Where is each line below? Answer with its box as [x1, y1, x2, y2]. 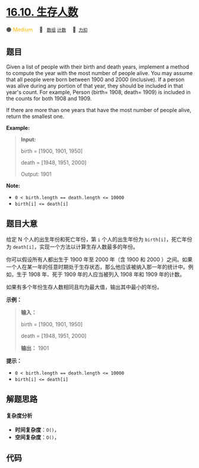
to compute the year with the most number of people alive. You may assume [6, 69, 193, 76]
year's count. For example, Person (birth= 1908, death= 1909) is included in [6, 88, 191, 95]
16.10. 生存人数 [6, 5, 78, 19]
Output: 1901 [20, 171, 52, 178]
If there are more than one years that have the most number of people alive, [6, 106, 192, 113]
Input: [20, 135, 36, 143]
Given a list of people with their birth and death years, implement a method [6, 63, 189, 70]
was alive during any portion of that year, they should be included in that [6, 82, 183, 89]
